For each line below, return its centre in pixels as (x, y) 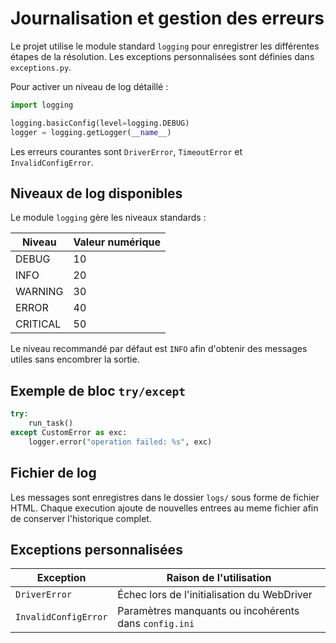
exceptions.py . (41, 67)
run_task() (51, 423)
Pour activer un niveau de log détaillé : (89, 86)
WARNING (39, 292)
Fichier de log (53, 473)
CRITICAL (38, 324)
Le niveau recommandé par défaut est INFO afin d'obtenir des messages (159, 349)
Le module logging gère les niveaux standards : (108, 218)
